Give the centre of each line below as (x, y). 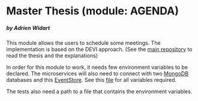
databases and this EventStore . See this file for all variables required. (91, 80)
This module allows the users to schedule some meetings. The (83, 43)
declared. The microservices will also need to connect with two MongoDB (97, 74)
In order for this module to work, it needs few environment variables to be (97, 68)
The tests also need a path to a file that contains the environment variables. (99, 91)
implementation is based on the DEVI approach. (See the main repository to (99, 50)
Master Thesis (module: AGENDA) (92, 11)
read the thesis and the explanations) (52, 56)
